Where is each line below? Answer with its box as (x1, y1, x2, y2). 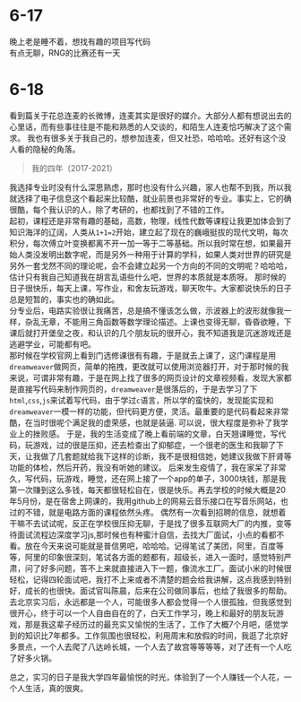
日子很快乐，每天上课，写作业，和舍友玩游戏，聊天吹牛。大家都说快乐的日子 (9, 282, 292, 293)
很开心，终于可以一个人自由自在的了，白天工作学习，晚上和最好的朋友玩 (9, 607, 276, 619)
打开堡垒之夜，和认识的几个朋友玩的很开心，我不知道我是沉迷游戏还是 (32, 327, 292, 338)
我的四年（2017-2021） (30, 162, 118, 173)
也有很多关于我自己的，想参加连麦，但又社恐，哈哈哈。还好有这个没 (34, 132, 287, 143)
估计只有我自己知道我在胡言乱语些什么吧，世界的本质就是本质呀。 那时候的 (9, 271, 287, 282)
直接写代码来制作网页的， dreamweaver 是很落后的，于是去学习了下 (16, 383, 258, 394)
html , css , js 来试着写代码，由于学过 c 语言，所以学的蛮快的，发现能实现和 (9, 394, 274, 405)
